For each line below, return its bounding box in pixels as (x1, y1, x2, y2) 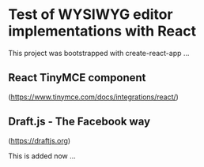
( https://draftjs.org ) (8, 135, 71, 145)
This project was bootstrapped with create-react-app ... (8, 48, 190, 58)
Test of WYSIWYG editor (8, 6, 173, 24)
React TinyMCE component (8, 71, 146, 84)
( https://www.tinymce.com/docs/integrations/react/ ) (8, 92, 179, 102)
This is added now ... (8, 151, 77, 161)
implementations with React (8, 22, 196, 40)
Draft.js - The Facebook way (8, 115, 151, 128)
